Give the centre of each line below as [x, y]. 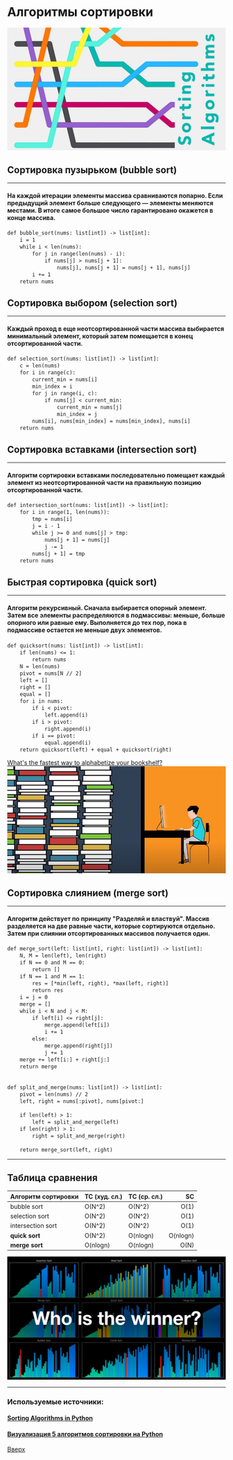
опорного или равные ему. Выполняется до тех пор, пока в [97, 622]
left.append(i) [66, 715]
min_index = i [52, 387]
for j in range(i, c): [65, 394]
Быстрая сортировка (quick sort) [82, 582]
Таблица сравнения [53, 1177]
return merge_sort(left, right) [66, 1150]
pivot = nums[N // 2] [51, 673]
